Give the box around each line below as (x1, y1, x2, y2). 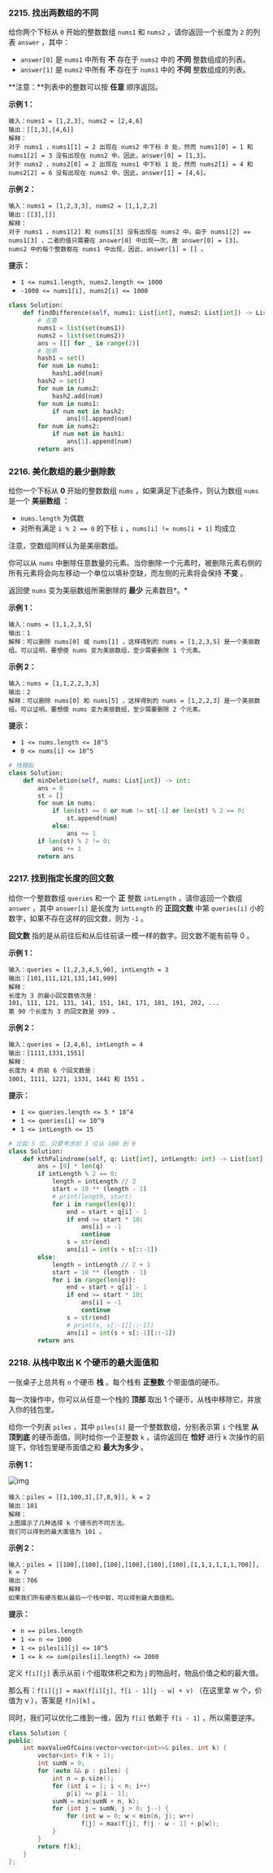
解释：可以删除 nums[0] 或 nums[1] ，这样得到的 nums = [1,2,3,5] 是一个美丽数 (8, 638, 261, 646)
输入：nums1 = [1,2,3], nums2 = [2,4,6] (8, 117, 144, 125)
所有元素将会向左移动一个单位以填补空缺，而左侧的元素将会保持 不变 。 (8, 568, 248, 578)
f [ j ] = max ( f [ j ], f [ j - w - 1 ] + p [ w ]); (80, 1820, 220, 1828)
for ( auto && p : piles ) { (37, 1767, 129, 1775)
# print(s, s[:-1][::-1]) (66, 1321, 154, 1329)
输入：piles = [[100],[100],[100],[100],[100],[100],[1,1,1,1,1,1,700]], (8, 1561, 260, 1569)
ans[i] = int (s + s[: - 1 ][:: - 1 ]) (66, 1329, 176, 1337)
